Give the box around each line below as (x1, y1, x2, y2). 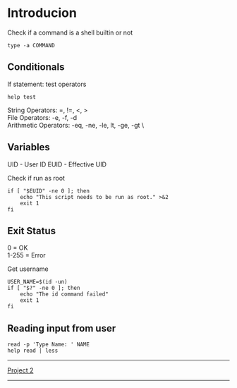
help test (7, 93, 37, 100)
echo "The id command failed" (20, 291, 109, 298)
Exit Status (7, 224, 56, 237)
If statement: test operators (7, 80, 87, 88)
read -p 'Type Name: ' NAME (7, 341, 90, 348)
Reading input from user (7, 322, 116, 334)
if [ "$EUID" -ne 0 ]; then (7, 187, 90, 195)
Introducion (7, 5, 78, 21)
